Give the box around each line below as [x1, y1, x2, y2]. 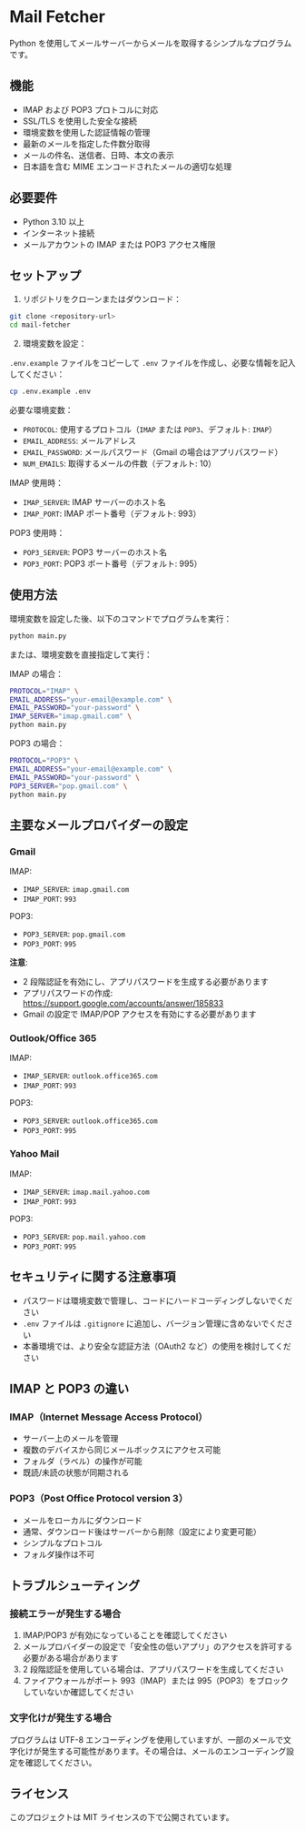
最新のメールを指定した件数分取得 [22, 138, 151, 149]
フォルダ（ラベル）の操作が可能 [22, 1456, 143, 1467]
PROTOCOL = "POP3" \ [9, 756, 79, 765]
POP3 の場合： [9, 738, 65, 749]
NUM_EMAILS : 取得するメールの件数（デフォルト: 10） [22, 458, 216, 469]
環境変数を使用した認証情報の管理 [22, 126, 151, 137]
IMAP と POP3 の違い [9, 1381, 130, 1396]
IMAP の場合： [9, 668, 64, 679]
